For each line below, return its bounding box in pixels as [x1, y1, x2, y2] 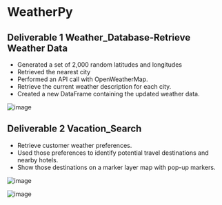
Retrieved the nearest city [17, 68, 91, 76]
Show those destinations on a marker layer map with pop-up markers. [17, 163, 216, 171]
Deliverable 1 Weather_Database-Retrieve [7, 32, 191, 43]
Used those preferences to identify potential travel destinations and [17, 149, 209, 157]
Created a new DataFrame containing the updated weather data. [17, 90, 200, 98]
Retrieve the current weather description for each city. [17, 83, 172, 90]
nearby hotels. [17, 155, 59, 164]
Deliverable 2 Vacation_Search [7, 123, 142, 135]
